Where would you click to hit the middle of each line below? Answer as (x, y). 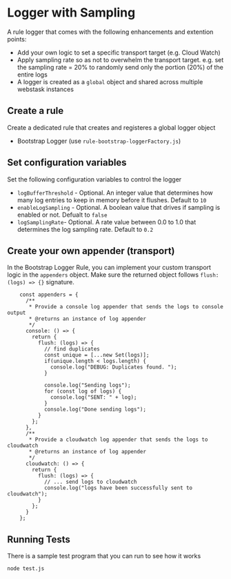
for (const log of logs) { (83, 391)
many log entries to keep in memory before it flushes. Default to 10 (112, 200)
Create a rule (36, 111)
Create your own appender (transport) (91, 251)
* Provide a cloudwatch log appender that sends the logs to (118, 440)
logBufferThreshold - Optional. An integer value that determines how (115, 193)
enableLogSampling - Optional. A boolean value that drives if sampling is (119, 207)
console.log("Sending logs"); (87, 385)
